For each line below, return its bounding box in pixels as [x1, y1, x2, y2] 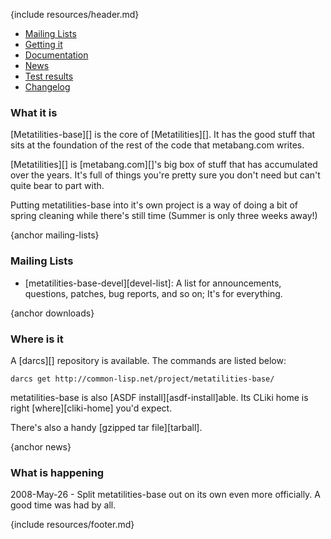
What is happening [10, 465, 105, 479]
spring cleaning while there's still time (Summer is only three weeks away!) [10, 210, 318, 222]
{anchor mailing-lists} [10, 229, 100, 241]
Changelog [24, 81, 71, 93]
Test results [24, 70, 74, 82]
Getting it [24, 39, 63, 50]
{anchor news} [10, 440, 72, 453]
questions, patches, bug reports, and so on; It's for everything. [24, 287, 283, 299]
